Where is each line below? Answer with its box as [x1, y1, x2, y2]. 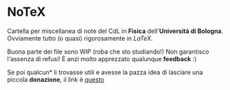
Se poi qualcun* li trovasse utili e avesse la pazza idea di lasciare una [7, 68, 203, 76]
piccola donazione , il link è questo [7, 75, 104, 83]
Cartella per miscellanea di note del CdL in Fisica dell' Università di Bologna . [7, 27, 224, 35]
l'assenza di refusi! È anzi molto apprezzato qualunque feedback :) [7, 54, 197, 63]
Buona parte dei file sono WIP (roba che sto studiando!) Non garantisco [7, 47, 209, 56]
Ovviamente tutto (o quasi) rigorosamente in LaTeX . [7, 34, 153, 42]
